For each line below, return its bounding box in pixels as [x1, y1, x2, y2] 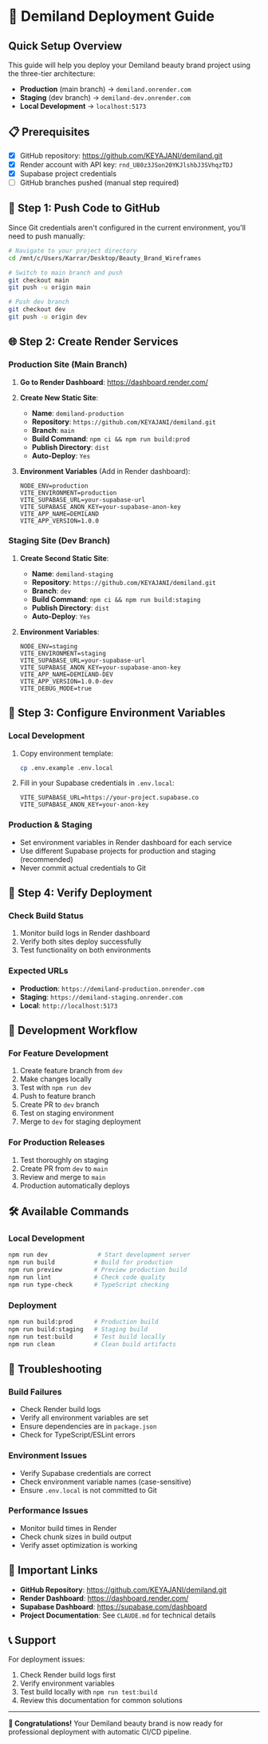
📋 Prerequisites [8, 126, 90, 139]
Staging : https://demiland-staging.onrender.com [19, 992, 183, 1001]
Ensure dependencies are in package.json [19, 1421, 157, 1431]
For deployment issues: [8, 1654, 85, 1664]
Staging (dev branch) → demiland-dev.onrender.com [19, 93, 191, 102]
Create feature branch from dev [19, 1066, 124, 1076]
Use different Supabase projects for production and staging [19, 846, 216, 856]
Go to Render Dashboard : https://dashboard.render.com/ [19, 377, 209, 387]
